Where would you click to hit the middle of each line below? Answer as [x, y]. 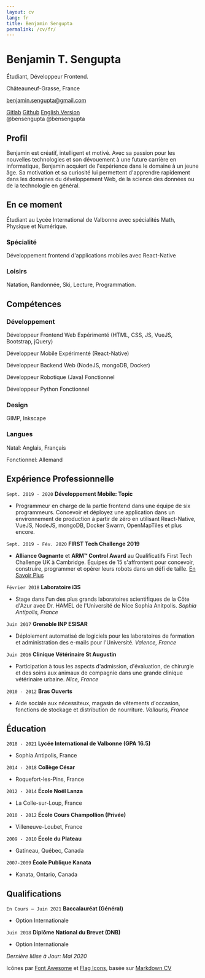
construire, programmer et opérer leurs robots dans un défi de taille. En [105, 568]
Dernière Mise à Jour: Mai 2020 [47, 956]
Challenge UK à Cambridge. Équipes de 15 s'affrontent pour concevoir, [105, 562]
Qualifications [34, 894]
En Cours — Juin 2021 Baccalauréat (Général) [65, 909]
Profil [17, 138]
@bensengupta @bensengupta [46, 119]
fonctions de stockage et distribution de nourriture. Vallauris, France [102, 710]
